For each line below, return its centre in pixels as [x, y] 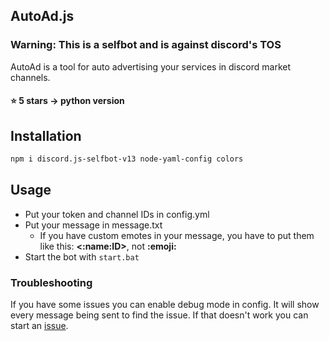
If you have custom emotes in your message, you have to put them [177, 235]
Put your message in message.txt [93, 225]
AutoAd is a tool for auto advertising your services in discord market [151, 66]
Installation [46, 135]
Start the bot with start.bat [82, 256]
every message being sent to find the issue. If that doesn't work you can [159, 315]
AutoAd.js [42, 16]
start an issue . [39, 326]
